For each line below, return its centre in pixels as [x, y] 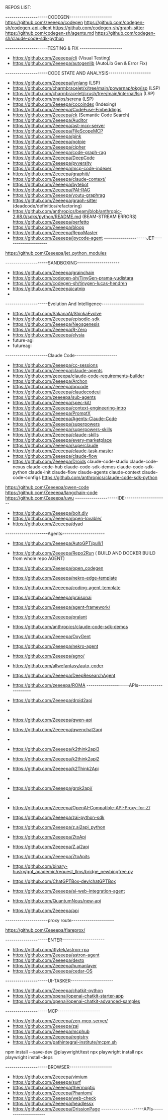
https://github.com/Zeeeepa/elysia [48, 335]
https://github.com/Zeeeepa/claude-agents [58, 370]
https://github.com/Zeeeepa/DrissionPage [56, 1109]
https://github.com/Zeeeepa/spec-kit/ [52, 403]
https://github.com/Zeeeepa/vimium [50, 1077]
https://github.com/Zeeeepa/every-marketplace [62, 440]
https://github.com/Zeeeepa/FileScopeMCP [58, 131]
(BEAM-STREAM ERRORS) [109, 217]
